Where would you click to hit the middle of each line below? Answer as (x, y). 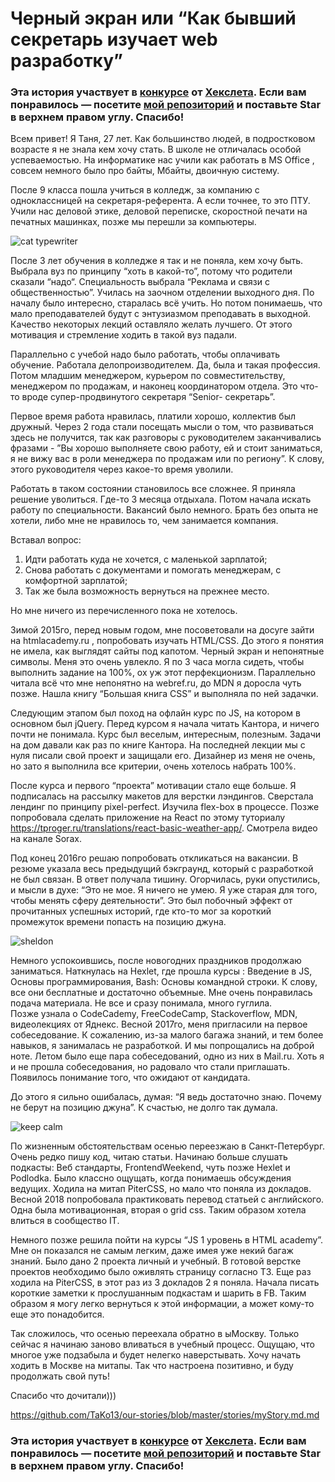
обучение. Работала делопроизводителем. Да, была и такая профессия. (165, 365)
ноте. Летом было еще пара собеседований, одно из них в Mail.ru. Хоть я (167, 1056)
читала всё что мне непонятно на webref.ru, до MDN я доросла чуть (156, 683)
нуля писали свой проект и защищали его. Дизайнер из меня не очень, (163, 756)
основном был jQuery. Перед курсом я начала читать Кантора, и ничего (165, 724)
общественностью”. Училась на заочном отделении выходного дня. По (162, 293)
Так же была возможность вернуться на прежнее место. (147, 591)
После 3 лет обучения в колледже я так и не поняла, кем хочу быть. (157, 261)
